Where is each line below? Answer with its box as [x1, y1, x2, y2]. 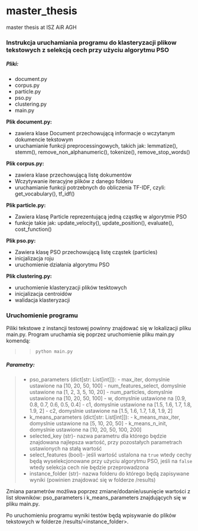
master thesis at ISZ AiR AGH [6, 24, 77, 31]
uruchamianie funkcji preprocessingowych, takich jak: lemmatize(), [14, 142, 178, 149]
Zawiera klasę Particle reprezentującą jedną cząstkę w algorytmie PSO [14, 213, 187, 220]
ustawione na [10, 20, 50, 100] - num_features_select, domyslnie [29, 382, 186, 389]
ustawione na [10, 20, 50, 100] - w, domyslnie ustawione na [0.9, [29, 395, 186, 402]
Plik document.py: [6, 118, 52, 125]
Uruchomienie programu [6, 311, 79, 320]
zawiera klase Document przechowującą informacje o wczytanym [14, 129, 176, 136]
